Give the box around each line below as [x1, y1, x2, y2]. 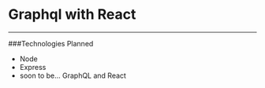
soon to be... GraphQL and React [19, 71, 126, 80]
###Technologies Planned [8, 38, 94, 48]
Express [19, 62, 47, 71]
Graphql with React [8, 5, 136, 24]
